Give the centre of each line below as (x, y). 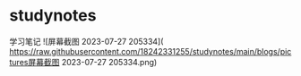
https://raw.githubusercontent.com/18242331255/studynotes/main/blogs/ (145, 51)
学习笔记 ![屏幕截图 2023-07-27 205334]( (86, 41)
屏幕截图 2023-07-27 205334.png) (93, 62)
